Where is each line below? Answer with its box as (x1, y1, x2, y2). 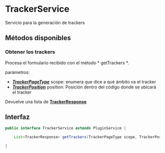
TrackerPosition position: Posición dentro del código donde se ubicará (12, 84, 156, 90)
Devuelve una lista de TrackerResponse (5, 99, 87, 104)
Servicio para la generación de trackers (5, 20, 85, 25)
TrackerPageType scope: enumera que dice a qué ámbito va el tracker (12, 78, 156, 84)
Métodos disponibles (5, 34, 71, 42)
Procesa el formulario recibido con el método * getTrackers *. (5, 60, 129, 66)
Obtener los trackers (5, 49, 55, 55)
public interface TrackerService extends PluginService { (5, 126, 126, 131)
